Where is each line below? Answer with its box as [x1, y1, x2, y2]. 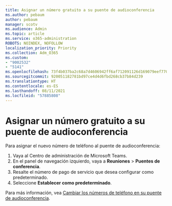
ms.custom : [5, 55, 29, 60]
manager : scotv [5, 21, 38, 27]
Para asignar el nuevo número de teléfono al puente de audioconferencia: [5, 143, 160, 149]
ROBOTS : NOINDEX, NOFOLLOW [5, 41, 63, 46]
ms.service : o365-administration [5, 36, 77, 41]
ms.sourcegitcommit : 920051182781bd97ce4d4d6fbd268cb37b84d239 [5, 74, 143, 79]
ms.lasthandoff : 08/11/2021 [5, 88, 66, 94]
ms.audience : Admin [5, 27, 47, 32]
